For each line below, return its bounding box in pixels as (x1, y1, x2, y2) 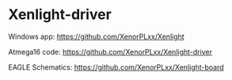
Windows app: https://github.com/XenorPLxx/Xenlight (8, 32, 184, 41)
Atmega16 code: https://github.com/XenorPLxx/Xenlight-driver (8, 47, 212, 56)
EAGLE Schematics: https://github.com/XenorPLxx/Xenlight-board (8, 62, 224, 72)
